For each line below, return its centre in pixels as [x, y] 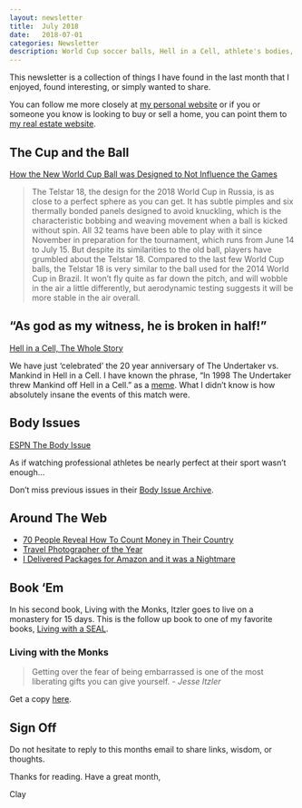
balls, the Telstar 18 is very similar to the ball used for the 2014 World [160, 268]
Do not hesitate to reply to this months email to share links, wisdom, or [141, 750]
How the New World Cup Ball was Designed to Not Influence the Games [144, 174]
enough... [27, 472]
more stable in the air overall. [86, 297]
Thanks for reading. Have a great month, [85, 777]
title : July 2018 [44, 26]
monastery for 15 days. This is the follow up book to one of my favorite [141, 619]
